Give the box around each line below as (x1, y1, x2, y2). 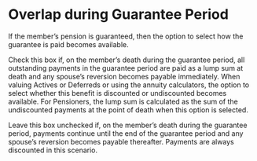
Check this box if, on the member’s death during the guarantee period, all (8, 55, 245, 64)
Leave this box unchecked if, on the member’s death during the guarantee (8, 120, 248, 130)
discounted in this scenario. (8, 145, 98, 155)
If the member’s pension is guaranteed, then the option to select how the (8, 31, 244, 41)
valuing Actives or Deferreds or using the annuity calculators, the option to (8, 80, 250, 90)
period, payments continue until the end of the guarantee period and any (8, 128, 244, 138)
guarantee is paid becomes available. (8, 39, 130, 49)
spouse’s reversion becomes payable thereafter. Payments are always (8, 137, 234, 146)
